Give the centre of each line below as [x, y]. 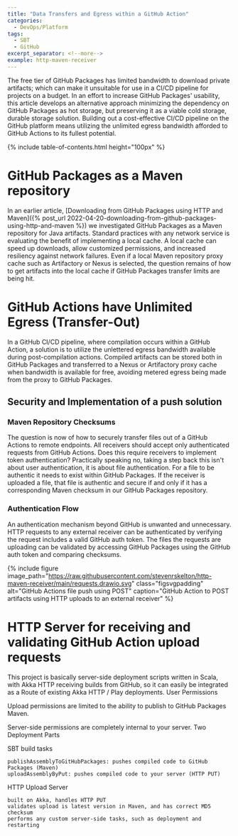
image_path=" [28, 575]
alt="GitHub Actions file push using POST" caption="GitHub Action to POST [118, 591]
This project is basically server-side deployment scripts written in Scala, [113, 677]
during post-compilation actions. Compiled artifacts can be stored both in [115, 357]
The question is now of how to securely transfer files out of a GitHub [108, 438]
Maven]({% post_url [37, 218]
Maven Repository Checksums [61, 422]
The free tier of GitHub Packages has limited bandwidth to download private [119, 80]
